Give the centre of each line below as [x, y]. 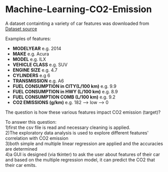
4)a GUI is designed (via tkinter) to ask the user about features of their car [83, 154]
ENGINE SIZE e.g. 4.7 [35, 70]
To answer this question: [31, 122]
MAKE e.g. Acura [31, 54]
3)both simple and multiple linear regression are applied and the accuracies [84, 144]
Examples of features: [28, 39]
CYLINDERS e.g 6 [31, 75]
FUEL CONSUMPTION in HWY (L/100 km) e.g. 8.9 [65, 91]
